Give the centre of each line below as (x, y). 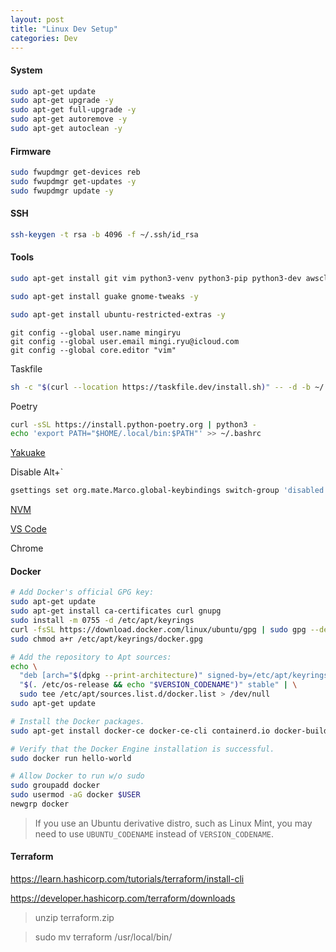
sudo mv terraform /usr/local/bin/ (103, 937)
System (26, 70)
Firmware (31, 151)
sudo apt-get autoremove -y (69, 119)
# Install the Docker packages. (77, 721)
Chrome (27, 548)
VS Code (28, 529)
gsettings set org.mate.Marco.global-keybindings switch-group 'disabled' (169, 491)
